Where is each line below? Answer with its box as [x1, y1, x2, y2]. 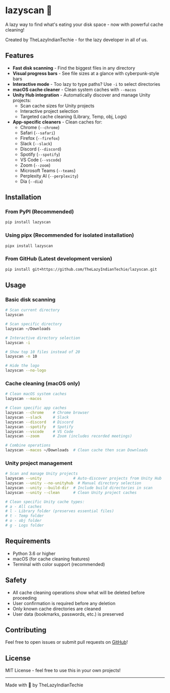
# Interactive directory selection [5, 335, 80, 340]
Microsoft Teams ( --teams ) [20, 167, 76, 173]
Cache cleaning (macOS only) [5, 380, 80, 387]
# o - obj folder [5, 518, 42, 523]
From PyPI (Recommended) [5, 208, 74, 215]
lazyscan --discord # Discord [5, 419, 73, 425]
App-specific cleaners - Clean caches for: [12, 119, 103, 125]
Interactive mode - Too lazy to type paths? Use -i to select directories [12, 81, 160, 87]
